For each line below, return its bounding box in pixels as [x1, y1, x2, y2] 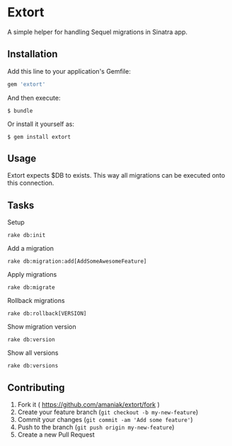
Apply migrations [7, 270, 57, 279]
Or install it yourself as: [7, 120, 74, 128]
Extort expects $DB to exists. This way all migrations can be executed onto [7, 171, 226, 180]
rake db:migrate [7, 284, 55, 291]
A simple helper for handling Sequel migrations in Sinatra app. [7, 28, 188, 36]
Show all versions [7, 348, 59, 358]
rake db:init [7, 231, 46, 239]
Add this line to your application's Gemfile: [7, 67, 131, 75]
